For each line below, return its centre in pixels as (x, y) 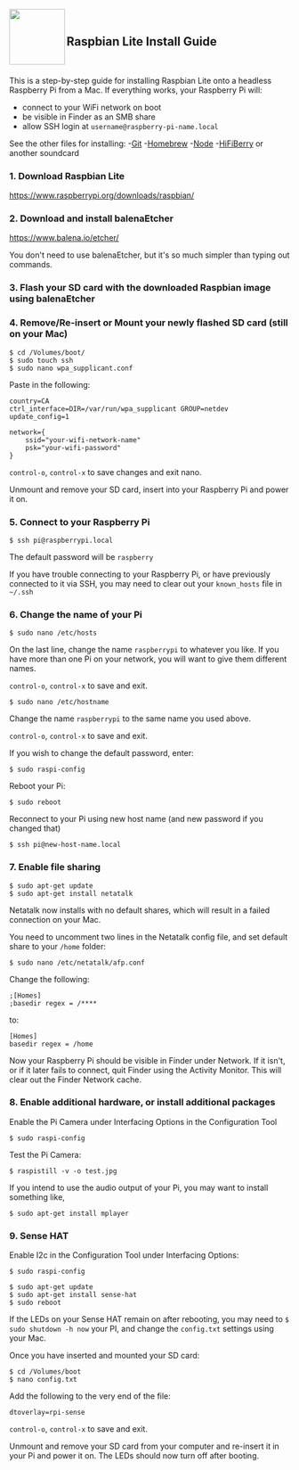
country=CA (29, 401)
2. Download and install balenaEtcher (91, 218)
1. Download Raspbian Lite (67, 176)
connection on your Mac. (55, 919)
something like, (37, 1197)
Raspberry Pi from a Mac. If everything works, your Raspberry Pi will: (136, 90)
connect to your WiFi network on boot (92, 107)
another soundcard (44, 152)
